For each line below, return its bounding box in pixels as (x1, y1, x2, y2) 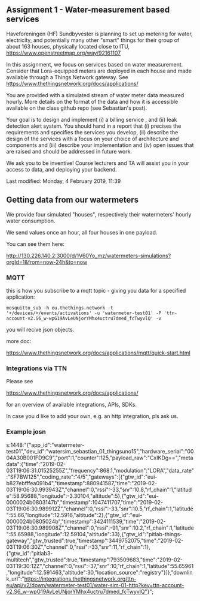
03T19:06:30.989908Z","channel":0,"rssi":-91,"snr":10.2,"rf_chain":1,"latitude (6, 524, 194, 531)
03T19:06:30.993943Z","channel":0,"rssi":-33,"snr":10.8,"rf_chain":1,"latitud (6, 486, 192, 493)
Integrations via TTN (6, 364, 67, 372)
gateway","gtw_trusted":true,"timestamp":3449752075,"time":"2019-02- (6, 537, 184, 544)
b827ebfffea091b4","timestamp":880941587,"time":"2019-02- (6, 479, 158, 486)
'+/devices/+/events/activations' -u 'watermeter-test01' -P (6, 310, 162, 316)
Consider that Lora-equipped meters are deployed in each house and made (6, 67, 192, 74)
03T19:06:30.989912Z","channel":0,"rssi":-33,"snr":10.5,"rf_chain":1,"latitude (6, 505, 194, 512)
